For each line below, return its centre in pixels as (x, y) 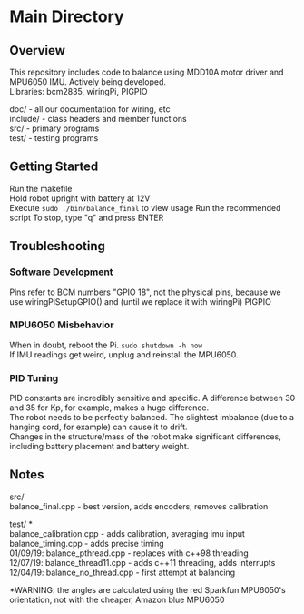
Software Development (61, 272)
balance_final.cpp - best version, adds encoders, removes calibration (139, 506)
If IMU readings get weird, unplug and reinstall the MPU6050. (124, 354)
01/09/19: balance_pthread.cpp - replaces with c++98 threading (129, 553)
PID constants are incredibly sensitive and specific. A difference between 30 (152, 398)
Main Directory (67, 17)
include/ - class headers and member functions (98, 119)
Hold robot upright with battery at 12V (80, 198)
